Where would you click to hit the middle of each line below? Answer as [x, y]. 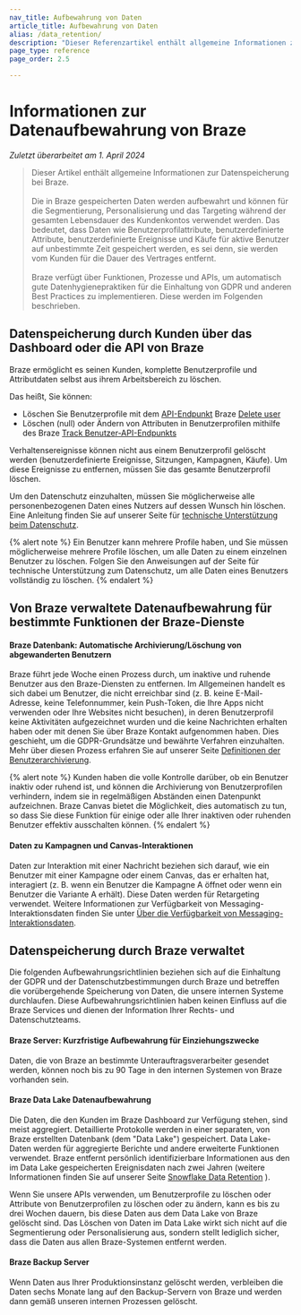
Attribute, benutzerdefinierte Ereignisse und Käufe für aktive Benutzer [160, 239]
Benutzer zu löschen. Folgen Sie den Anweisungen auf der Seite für [134, 561]
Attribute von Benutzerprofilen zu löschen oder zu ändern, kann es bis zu [145, 1203]
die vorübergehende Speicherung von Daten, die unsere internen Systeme [146, 992]
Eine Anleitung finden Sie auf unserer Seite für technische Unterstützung [144, 515]
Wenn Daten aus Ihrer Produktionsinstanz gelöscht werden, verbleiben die [146, 1282]
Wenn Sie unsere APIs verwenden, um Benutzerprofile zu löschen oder [140, 1194]
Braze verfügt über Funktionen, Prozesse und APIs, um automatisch [156, 277]
